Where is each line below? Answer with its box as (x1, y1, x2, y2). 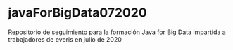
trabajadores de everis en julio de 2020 (8, 35, 122, 43)
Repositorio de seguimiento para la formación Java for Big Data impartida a (8, 28, 226, 36)
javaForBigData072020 (8, 5, 147, 21)
